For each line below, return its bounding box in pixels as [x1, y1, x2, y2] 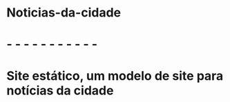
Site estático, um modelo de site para [6, 68, 224, 83]
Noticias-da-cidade [6, 5, 122, 21]
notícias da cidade [6, 83, 114, 98]
